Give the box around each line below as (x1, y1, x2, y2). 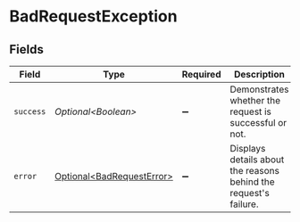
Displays (229, 143, 266, 154)
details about (229, 153, 285, 166)
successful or (229, 117, 287, 128)
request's (229, 187, 270, 199)
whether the (229, 95, 281, 106)
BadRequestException (9, 6, 178, 27)
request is (229, 105, 272, 118)
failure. (229, 198, 259, 210)
